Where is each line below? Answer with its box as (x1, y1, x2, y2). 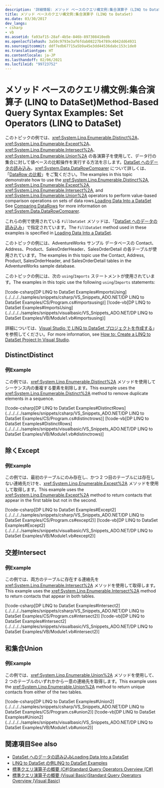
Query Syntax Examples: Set (5, 107, 123, 119)
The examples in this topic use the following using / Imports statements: (13, 279, 155, 285)
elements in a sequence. (5, 395, 55, 401)
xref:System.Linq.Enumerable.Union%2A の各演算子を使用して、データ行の (5, 153, 157, 159)
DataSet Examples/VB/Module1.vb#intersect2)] (5, 629, 100, 635)
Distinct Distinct (5, 351, 54, 359)
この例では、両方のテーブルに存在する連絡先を (5, 576, 99, 582)
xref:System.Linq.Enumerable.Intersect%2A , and (5, 187, 103, 194)
